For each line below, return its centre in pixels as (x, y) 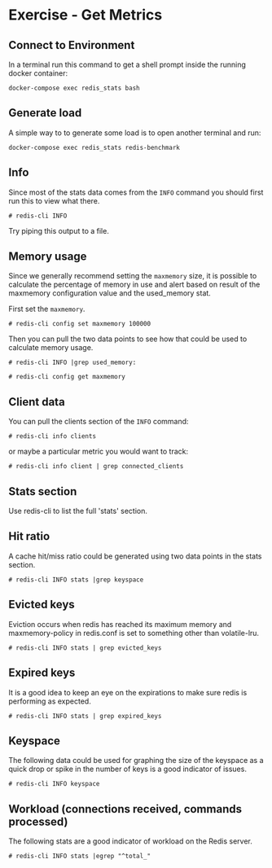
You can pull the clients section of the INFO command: (99, 422)
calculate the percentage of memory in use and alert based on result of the (134, 285)
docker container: (38, 73)
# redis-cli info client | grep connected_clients (96, 467)
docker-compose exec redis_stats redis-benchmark (94, 147)
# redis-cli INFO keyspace (54, 784)
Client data (37, 402)
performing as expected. (50, 701)
